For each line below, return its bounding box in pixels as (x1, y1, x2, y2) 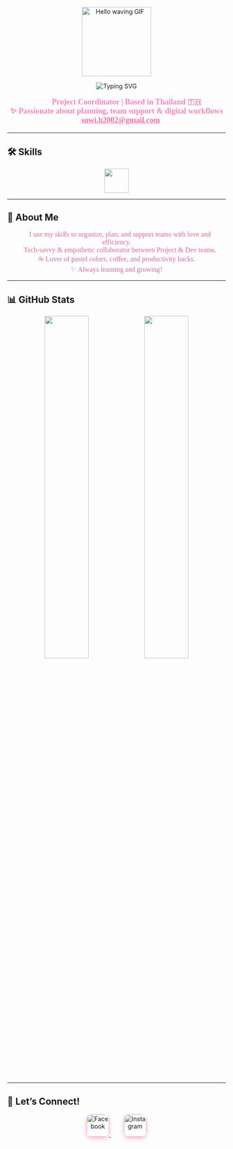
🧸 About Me (7, 211, 59, 223)
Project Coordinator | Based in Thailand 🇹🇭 (51, 97, 202, 107)
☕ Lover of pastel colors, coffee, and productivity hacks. (37, 254, 196, 263)
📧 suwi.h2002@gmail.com (72, 115, 161, 125)
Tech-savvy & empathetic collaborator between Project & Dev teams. (23, 245, 217, 254)
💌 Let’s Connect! (7, 1096, 80, 1107)
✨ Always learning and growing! (70, 265, 163, 273)
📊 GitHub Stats (7, 294, 75, 306)
